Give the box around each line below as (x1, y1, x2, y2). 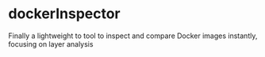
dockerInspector (8, 5, 121, 23)
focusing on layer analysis (8, 39, 94, 48)
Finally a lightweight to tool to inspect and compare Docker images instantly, (8, 31, 258, 40)
